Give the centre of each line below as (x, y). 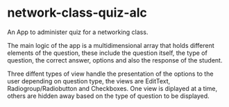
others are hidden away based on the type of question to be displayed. (108, 96)
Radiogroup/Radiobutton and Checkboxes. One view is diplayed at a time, (112, 88)
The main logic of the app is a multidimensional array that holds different (111, 45)
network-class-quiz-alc (77, 13)
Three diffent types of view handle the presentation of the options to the (110, 74)
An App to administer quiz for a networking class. (78, 32)
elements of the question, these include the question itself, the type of (108, 53)
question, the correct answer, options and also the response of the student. (115, 60)
